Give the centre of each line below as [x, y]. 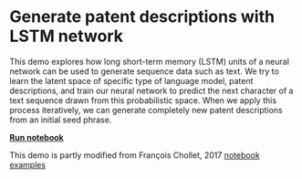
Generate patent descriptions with [142, 17]
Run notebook [36, 137]
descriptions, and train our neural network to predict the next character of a [151, 90]
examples [28, 164]
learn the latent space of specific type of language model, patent [131, 80]
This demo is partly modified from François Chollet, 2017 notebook [135, 155]
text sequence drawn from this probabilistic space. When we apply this [143, 100]
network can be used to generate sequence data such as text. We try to [145, 71]
